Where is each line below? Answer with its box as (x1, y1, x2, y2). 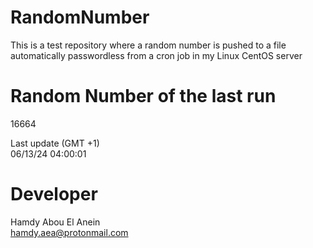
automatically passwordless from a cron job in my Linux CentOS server (10, 49, 303, 61)
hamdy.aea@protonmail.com (10, 226, 129, 238)
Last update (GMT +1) (10, 137, 100, 149)
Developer (10, 183, 98, 206)
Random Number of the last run (10, 85, 277, 108)
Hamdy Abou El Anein (10, 216, 101, 228)
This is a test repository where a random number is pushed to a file (10, 39, 287, 51)
